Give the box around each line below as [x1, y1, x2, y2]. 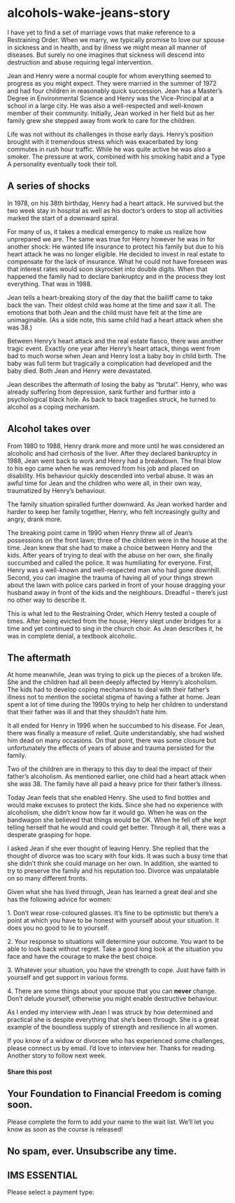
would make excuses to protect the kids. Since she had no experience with [7, 801, 223, 809]
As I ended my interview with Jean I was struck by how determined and [7, 1008, 213, 1016]
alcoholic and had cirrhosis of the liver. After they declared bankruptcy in [7, 449, 218, 457]
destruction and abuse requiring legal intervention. [7, 58, 153, 66]
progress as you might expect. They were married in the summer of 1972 [7, 79, 217, 87]
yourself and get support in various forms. [7, 973, 129, 982]
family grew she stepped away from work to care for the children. [7, 116, 196, 124]
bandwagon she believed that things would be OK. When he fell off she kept [7, 816, 227, 824]
